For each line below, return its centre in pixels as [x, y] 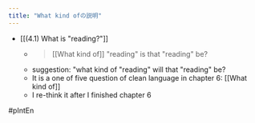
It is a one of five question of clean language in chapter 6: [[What [139, 77]
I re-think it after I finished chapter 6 [91, 95]
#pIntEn [21, 110]
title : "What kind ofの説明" [55, 16]
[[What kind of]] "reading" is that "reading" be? [130, 54]
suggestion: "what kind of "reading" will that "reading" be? [129, 69]
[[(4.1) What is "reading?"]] [64, 38]
